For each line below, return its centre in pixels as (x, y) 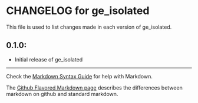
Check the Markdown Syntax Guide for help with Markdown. (80, 76)
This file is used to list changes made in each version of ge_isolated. (89, 27)
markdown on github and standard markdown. (62, 94)
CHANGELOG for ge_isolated (78, 11)
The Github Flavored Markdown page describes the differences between (94, 87)
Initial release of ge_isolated (49, 59)
